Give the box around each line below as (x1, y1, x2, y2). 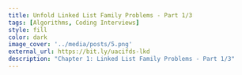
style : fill (8, 26, 47, 34)
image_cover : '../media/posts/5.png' (8, 41, 133, 48)
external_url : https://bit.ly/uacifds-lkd (8, 48, 150, 55)
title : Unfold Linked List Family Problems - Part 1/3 (8, 11, 193, 20)
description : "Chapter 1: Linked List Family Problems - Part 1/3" (8, 55, 236, 63)
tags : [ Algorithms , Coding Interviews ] (8, 19, 140, 27)
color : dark (8, 33, 47, 41)
